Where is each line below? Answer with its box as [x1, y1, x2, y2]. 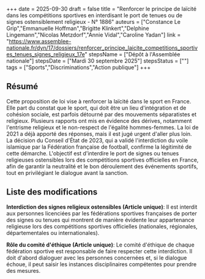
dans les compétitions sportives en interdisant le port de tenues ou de [6, 12, 182, 19]
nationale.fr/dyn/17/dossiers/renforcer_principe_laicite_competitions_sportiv [6, 44, 198, 51]
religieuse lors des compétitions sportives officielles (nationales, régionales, [6, 223, 198, 230]
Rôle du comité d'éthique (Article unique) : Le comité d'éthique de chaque [6, 241, 195, 248]
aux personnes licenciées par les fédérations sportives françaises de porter [6, 209, 197, 217]
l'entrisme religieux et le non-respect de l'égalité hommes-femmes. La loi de [6, 124, 199, 131]
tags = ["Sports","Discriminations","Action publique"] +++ [6, 64, 151, 71]
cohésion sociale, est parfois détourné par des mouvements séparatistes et [6, 110, 197, 118]
